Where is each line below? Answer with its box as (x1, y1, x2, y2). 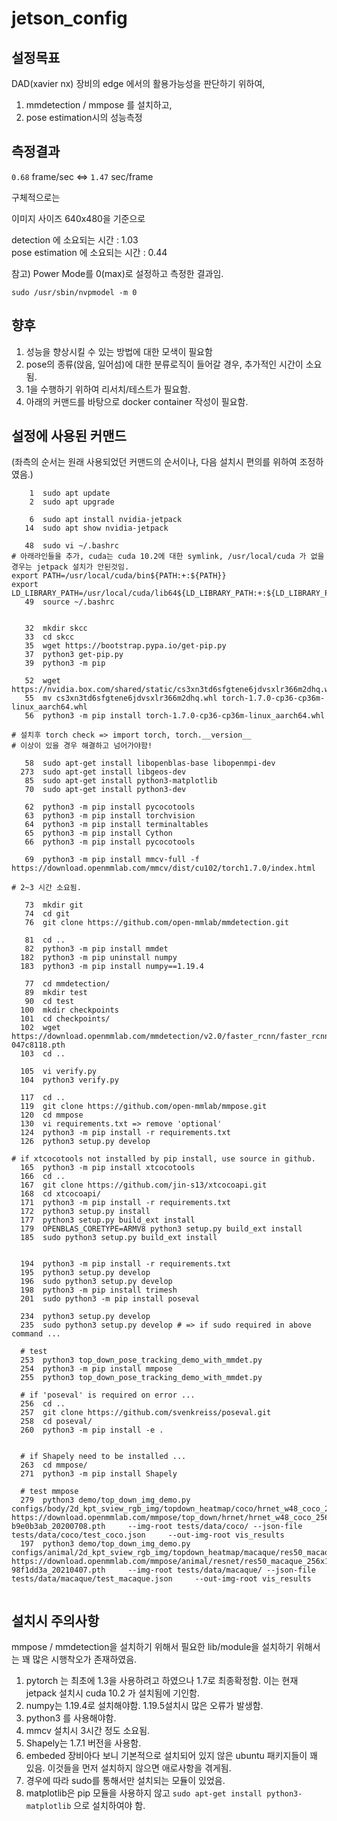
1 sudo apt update (29, 488, 111, 499)
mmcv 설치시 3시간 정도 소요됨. (25, 1725, 151, 1737)
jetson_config (11, 7, 128, 30)
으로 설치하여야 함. (73, 1800, 146, 1812)
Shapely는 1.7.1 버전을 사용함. (25, 1737, 142, 1749)
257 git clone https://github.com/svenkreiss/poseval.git (20, 1408, 272, 1418)
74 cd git (24, 909, 71, 919)
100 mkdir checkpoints (20, 1005, 119, 1016)
